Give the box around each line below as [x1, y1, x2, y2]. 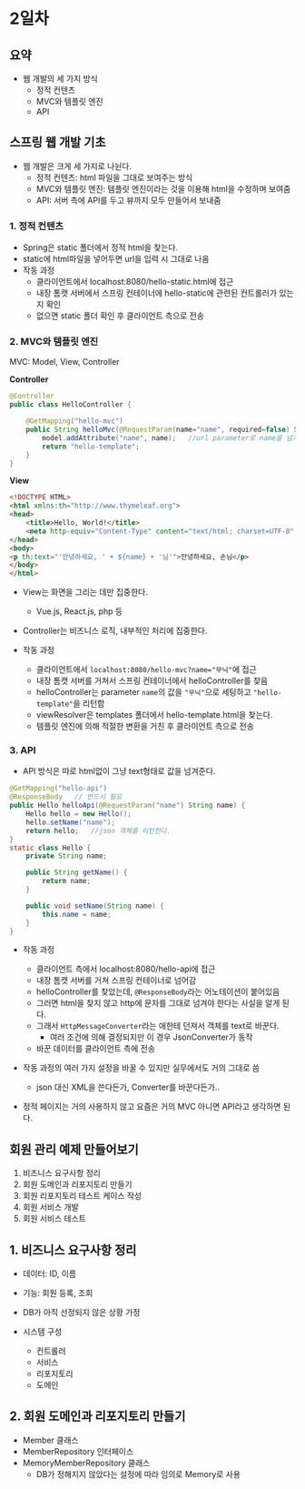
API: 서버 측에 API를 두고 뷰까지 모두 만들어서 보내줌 [35, 195, 221, 206]
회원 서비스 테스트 [22, 1213, 86, 1224]
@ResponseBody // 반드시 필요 [9, 792, 123, 801]
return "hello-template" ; [42, 442, 141, 451]
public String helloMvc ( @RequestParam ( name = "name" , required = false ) [25, 425, 290, 435]
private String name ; [25, 851, 107, 860]
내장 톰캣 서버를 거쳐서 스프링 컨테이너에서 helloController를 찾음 [35, 675, 269, 687]
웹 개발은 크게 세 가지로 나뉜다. [22, 160, 132, 171]
